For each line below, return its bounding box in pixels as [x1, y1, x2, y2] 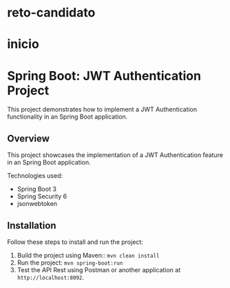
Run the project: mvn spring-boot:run [17, 258, 123, 267]
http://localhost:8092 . [17, 273, 85, 281]
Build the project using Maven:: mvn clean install [17, 251, 160, 259]
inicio [7, 37, 39, 52]
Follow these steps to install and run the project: [7, 238, 143, 246]
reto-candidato [7, 5, 96, 21]
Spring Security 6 [17, 192, 67, 200]
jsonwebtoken [17, 200, 57, 208]
